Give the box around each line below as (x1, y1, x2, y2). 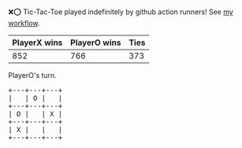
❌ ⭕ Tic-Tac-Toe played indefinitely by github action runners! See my (8, 7, 234, 17)
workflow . (8, 19, 40, 28)
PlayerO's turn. (8, 71, 57, 80)
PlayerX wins (12, 37, 63, 48)
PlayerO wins (70, 37, 121, 48)
